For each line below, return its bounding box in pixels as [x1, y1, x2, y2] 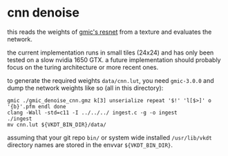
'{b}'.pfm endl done [7, 103, 67, 110]
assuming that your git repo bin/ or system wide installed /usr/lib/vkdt [7, 133, 212, 142]
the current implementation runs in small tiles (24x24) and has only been [7, 48, 214, 57]
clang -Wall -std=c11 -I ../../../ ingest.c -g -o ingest [7, 109, 178, 116]
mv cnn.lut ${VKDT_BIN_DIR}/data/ [7, 121, 107, 128]
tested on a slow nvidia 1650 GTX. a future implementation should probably [7, 55, 221, 64]
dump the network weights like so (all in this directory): [7, 84, 164, 92]
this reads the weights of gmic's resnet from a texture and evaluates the [7, 28, 212, 36]
